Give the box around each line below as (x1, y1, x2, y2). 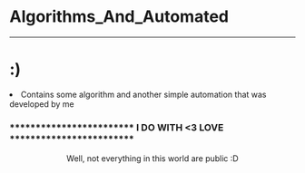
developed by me (9, 98, 74, 110)
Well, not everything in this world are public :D (66, 153, 239, 164)
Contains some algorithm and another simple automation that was (21, 89, 267, 100)
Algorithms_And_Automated (9, 6, 230, 27)
